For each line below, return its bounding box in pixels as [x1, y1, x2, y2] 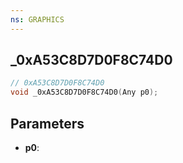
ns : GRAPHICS [10, 14, 65, 25]
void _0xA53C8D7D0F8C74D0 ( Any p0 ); [10, 87, 159, 98]
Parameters [10, 115, 85, 132]
